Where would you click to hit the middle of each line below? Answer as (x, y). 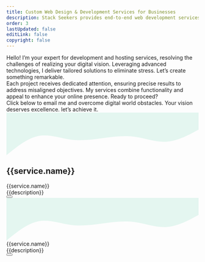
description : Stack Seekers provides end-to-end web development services (103, 18)
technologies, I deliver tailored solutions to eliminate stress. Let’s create (96, 70)
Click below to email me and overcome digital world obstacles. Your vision (100, 103)
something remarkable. (35, 77)
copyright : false (28, 40)
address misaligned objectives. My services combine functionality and (95, 90)
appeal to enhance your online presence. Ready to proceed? (82, 96)
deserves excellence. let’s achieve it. (52, 109)
